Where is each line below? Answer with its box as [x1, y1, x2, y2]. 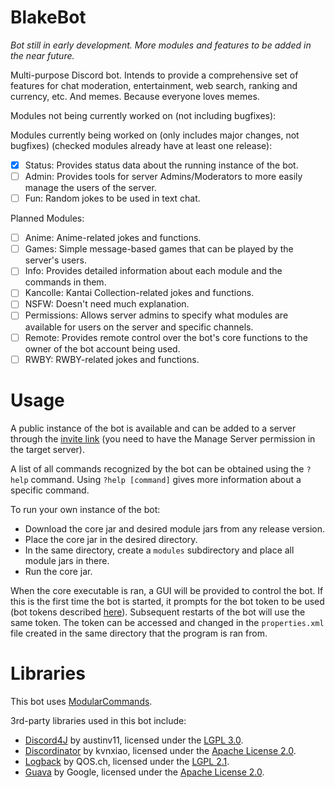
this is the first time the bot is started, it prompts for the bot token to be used [10, 595, 325, 607]
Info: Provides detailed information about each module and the [24, 265, 283, 277]
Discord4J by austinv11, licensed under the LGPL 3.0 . [24, 734, 244, 746]
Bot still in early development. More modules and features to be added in [10, 39, 312, 51]
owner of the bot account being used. [24, 342, 181, 355]
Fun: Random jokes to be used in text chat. [24, 192, 201, 205]
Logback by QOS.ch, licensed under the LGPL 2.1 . [24, 755, 230, 767]
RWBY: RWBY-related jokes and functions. [24, 353, 200, 365]
